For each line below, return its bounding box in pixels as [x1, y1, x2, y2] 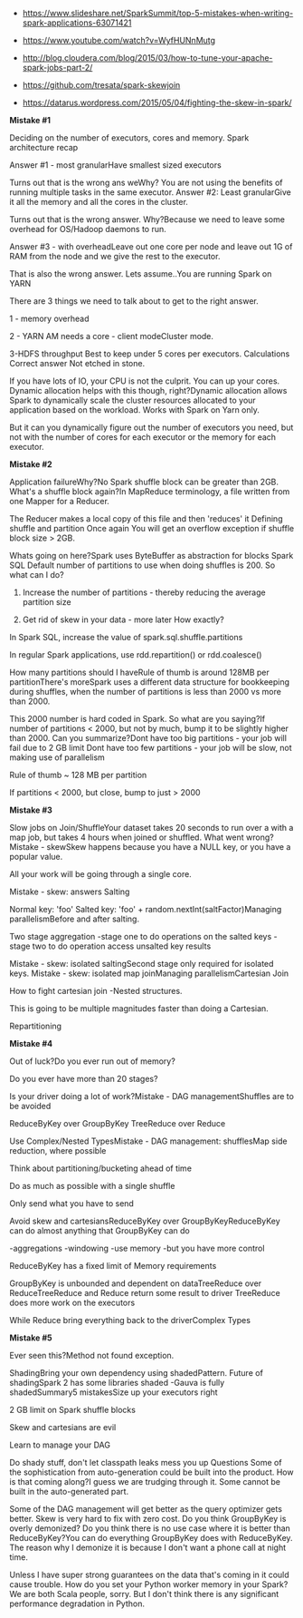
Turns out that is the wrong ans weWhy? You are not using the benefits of [9, 177, 283, 188]
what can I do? [9, 570, 65, 580]
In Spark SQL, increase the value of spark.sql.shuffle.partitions [9, 632, 243, 642]
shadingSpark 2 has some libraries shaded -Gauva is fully [9, 1378, 225, 1388]
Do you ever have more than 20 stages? [9, 1074, 158, 1084]
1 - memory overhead [9, 313, 90, 324]
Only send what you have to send [9, 1198, 134, 1209]
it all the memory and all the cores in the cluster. [9, 197, 188, 207]
